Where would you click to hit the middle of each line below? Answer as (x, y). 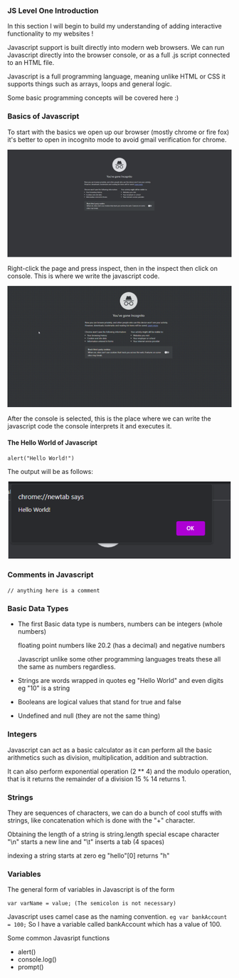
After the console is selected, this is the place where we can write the (109, 418)
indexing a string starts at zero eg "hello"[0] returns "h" (89, 856)
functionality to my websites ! (51, 34)
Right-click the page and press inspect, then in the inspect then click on (113, 269)
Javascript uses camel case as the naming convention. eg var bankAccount (117, 917)
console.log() (37, 959)
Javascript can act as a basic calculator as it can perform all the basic (110, 750)
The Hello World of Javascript (52, 442)
